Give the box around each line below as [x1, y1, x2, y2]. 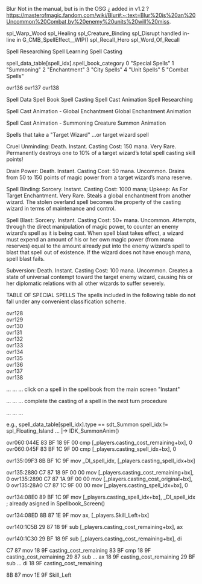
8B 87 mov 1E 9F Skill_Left [6, 571, 72, 579]
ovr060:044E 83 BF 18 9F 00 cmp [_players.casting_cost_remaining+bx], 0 [6, 439, 193, 446]
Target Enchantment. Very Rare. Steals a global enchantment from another [6, 192, 192, 199]
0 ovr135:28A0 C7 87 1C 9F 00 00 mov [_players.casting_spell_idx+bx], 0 [6, 482, 188, 489]
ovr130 [6, 323, 24, 329]
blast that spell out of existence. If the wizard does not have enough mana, [6, 249, 192, 256]
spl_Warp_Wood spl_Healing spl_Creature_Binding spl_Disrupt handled [6, 30, 181, 37]
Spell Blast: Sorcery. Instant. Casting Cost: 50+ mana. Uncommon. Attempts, [6, 217, 197, 223]
